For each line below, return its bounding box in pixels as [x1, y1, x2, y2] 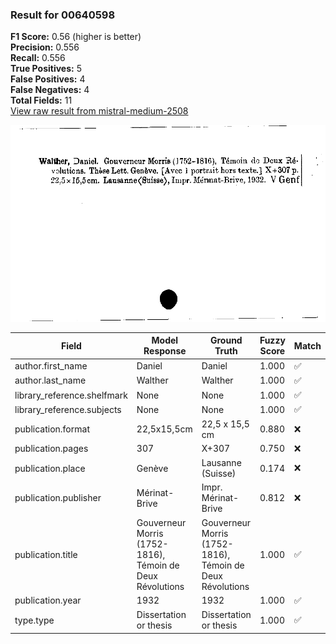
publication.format [14, 423, 90, 435]
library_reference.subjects [14, 403, 122, 415]
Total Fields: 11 [10, 94, 73, 107]
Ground [209, 334, 243, 347]
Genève [136, 462, 169, 474]
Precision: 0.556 [10, 41, 80, 53]
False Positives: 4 [10, 73, 86, 85]
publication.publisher [14, 492, 102, 504]
